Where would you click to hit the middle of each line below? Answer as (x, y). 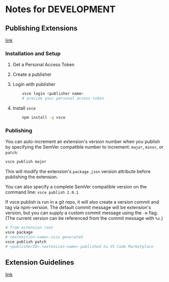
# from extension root (29, 228)
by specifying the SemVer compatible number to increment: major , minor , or (84, 147)
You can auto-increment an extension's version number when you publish (83, 142)
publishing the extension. (32, 177)
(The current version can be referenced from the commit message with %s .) (84, 218)
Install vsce (24, 108)
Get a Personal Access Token (44, 65)
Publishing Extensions (41, 28)
